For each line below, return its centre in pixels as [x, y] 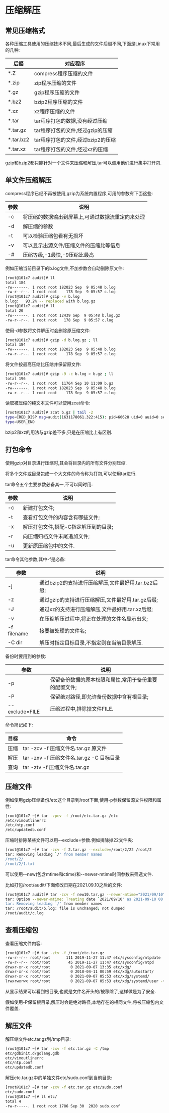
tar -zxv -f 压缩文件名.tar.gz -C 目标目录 [71, 758]
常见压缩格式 [25, 31]
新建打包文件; [39, 507]
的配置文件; [63, 687]
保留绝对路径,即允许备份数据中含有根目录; [99, 697]
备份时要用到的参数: [26, 656]
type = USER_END [20, 422]
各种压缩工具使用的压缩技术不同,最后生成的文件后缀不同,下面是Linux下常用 [82, 44]
